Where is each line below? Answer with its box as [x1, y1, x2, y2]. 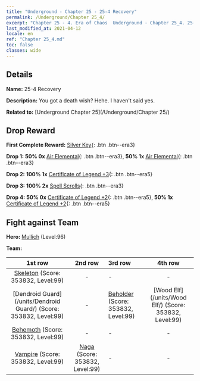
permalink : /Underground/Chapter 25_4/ [6, 14, 105, 20]
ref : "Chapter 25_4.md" [6, 36, 65, 42]
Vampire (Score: [14, 350, 60, 358]
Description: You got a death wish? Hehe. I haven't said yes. [6, 96, 155, 104]
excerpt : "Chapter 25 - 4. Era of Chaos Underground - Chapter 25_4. [6, 20, 185, 26]
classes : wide [6, 48, 42, 54]
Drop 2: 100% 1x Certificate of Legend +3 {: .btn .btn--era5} [6, 171, 153, 178]
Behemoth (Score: [11, 326, 63, 334]
